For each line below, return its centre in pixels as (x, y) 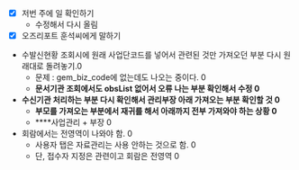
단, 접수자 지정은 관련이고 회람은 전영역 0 (107, 157)
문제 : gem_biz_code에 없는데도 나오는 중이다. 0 (120, 77)
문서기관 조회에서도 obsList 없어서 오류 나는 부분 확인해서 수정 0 (147, 89)
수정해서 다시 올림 (66, 24)
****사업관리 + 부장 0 (73, 122)
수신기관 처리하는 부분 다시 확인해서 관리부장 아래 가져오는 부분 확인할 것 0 (150, 100)
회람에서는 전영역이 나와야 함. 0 (77, 134)
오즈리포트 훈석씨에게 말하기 (71, 36)
